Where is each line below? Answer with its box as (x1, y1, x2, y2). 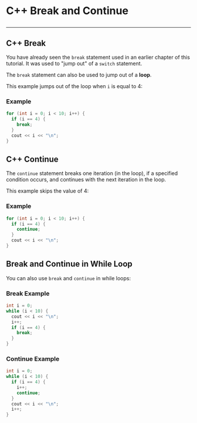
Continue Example (6, 354, 60, 362)
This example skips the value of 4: (6, 187, 89, 194)
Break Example (6, 289, 50, 297)
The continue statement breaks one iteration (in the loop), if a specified (6, 170, 178, 177)
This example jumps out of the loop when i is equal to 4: (6, 83, 142, 89)
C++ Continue (6, 154, 59, 164)
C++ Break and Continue (6, 4, 129, 18)
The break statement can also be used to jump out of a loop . (6, 72, 152, 78)
